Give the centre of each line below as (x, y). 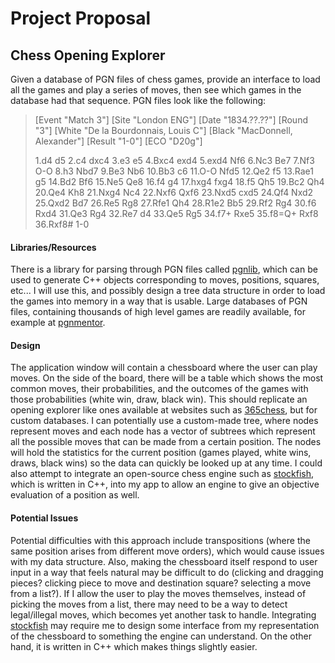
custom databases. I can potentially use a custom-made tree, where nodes (164, 421)
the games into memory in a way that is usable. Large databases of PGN (159, 301)
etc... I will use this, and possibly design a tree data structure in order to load (168, 291)
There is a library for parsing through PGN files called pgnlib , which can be (164, 269)
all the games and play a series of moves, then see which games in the (156, 90)
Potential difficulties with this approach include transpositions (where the (160, 540)
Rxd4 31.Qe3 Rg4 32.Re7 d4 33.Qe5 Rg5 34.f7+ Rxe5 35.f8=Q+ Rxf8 (176, 213)
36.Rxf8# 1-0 (62, 224)
